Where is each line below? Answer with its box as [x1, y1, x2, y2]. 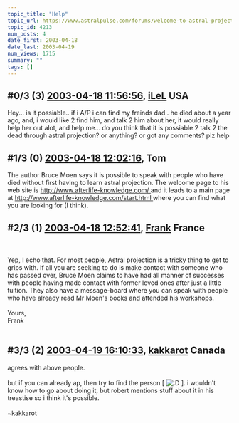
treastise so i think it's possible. [7, 393, 100, 402]
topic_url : [7, 17, 40, 24]
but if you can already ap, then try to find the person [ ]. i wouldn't [7, 378, 216, 387]
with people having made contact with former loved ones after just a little [7, 278, 222, 287]
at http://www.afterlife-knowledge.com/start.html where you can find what [7, 194, 226, 202]
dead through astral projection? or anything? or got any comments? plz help [7, 131, 230, 140]
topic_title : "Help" [7, 10, 69, 18]
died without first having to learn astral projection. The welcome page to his [7, 179, 229, 187]
